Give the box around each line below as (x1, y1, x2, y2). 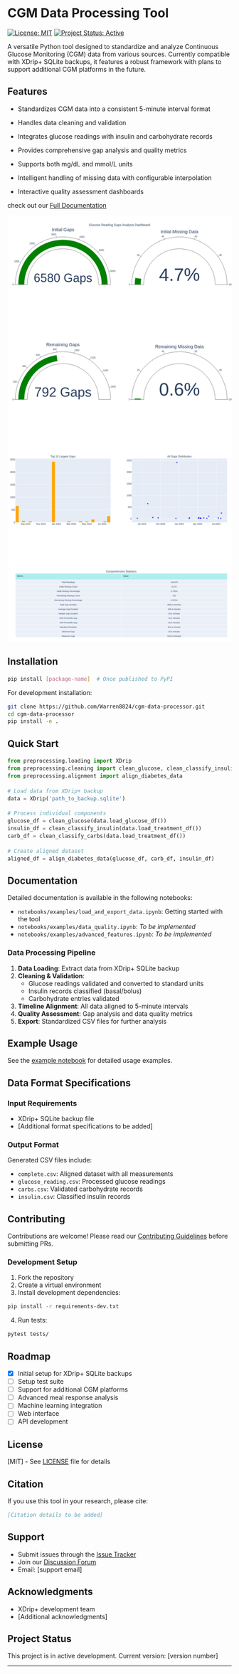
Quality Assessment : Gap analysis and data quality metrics (17, 1009, 193, 1018)
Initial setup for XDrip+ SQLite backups (17, 1369, 132, 1377)
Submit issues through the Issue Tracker (17, 1549, 137, 1559)
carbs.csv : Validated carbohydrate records (17, 1185, 144, 1193)
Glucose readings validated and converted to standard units (28, 979, 204, 987)
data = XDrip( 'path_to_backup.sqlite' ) (7, 795, 126, 802)
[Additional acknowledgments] (17, 1612, 108, 1621)
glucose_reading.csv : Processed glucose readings (17, 1177, 166, 1186)
